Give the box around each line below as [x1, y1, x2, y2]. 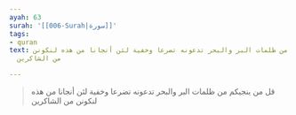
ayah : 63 [9, 12, 42, 22]
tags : [9, 29, 29, 38]
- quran [9, 37, 38, 47]
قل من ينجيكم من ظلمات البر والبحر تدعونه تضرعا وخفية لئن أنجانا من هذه [30, 86, 276, 96]
